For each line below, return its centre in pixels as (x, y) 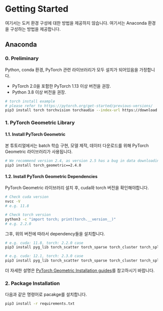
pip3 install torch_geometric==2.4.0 (43, 165)
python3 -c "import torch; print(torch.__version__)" (61, 219)
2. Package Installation (33, 283)
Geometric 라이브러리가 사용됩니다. (39, 152)
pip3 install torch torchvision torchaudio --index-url (63, 110)
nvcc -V (13, 202)
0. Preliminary (22, 58)
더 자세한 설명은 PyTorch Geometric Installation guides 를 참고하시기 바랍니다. (80, 271)
